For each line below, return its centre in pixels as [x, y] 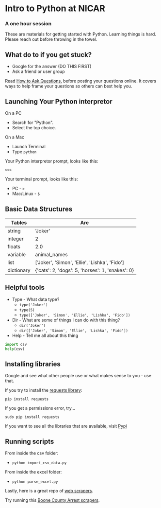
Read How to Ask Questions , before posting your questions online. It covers [81, 81]
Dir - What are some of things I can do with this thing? [66, 320]
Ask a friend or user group [38, 71]
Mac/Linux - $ [26, 194]
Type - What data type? [36, 299]
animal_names [51, 254]
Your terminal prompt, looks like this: [42, 179]
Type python [24, 152]
